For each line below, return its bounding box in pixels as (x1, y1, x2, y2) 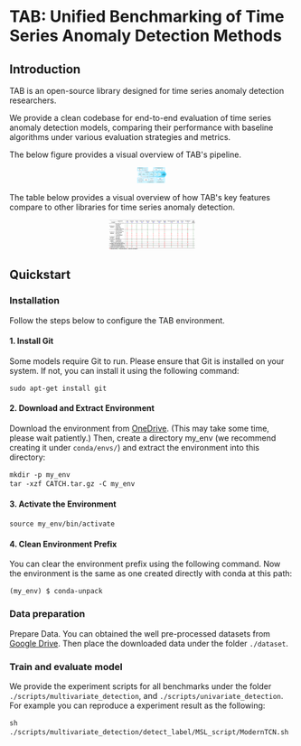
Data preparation (9, 608, 86, 620)
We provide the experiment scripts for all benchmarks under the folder (9, 680, 272, 692)
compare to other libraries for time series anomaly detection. (9, 201, 236, 213)
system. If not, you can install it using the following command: (9, 365, 240, 376)
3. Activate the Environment (9, 499, 117, 509)
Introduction (9, 61, 81, 77)
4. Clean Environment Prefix (9, 538, 118, 549)
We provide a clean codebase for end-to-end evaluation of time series (9, 113, 272, 123)
